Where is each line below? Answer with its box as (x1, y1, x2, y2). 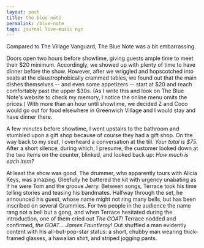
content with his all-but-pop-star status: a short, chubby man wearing (6, 228, 183, 236)
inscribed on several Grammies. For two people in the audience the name (6, 202, 191, 209)
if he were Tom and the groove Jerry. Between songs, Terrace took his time (6, 182, 197, 190)
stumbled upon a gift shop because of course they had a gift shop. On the (6, 132, 193, 139)
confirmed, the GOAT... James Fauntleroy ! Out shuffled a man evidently (6, 222, 187, 229)
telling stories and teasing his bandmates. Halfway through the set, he (6, 189, 183, 197)
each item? (6, 157, 35, 165)
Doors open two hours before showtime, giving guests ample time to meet (6, 54, 194, 62)
